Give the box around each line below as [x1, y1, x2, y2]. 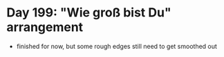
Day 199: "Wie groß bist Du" [6, 5, 171, 21]
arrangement [6, 19, 84, 35]
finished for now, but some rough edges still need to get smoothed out [16, 42, 217, 50]
